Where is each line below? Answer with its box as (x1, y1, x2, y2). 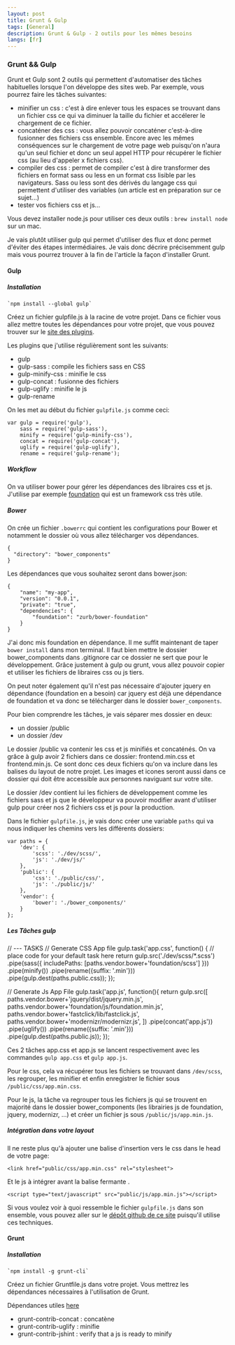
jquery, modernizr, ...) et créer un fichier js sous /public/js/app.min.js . (7, 1110, 213, 1118)
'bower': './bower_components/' (32, 899, 127, 906)
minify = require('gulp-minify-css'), (20, 431, 133, 439)
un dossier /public (17, 724, 70, 732)
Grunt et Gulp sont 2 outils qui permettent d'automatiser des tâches (7, 75, 202, 84)
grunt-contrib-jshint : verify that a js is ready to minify (17, 1330, 173, 1338)
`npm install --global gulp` (7, 300, 92, 307)
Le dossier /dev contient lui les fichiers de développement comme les (7, 788, 208, 797)
